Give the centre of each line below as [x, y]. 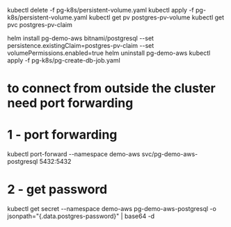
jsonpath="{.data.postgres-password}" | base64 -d [81, 216]
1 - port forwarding [62, 135]
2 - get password [57, 190]
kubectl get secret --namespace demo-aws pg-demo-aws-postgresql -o [112, 209]
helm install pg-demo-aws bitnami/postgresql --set [81, 38]
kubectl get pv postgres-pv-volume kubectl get [157, 17]
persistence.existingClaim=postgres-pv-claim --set [81, 45]
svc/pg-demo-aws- [170, 154]
